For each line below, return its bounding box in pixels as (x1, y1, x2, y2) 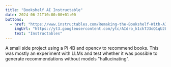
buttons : (5, 17, 24, 22)
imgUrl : (14, 26, 31, 31)
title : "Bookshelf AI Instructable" (5, 7, 83, 13)
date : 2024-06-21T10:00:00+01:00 (5, 12, 76, 17)
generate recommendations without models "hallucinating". (5, 56, 130, 61)
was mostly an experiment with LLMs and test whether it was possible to (5, 50, 158, 56)
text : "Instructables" (14, 31, 63, 36)
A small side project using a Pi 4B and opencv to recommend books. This (5, 45, 159, 51)
